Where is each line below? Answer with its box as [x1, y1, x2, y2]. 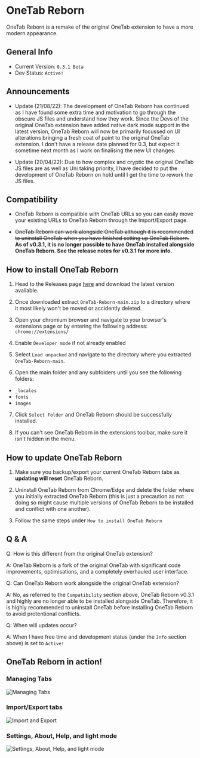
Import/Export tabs [6, 703, 63, 711]
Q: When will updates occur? [6, 621, 77, 628]
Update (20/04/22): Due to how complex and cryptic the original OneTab [14, 158, 194, 165]
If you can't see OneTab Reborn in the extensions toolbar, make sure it [14, 429, 188, 436]
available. [14, 287, 39, 294]
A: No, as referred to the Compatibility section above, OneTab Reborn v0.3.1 [6, 591, 195, 598]
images [14, 400, 32, 406]
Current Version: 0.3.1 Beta [14, 63, 84, 70]
